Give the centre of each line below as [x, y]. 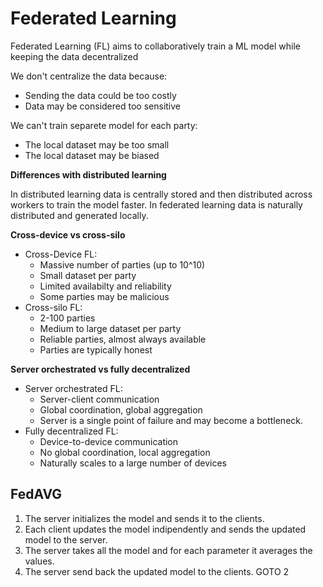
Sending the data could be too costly [100, 95]
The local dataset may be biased [92, 155]
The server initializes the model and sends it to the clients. [144, 518]
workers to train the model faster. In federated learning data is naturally [156, 204]
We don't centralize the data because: [89, 76]
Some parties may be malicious [104, 296]
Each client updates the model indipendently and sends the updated [165, 529]
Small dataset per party [88, 275]
